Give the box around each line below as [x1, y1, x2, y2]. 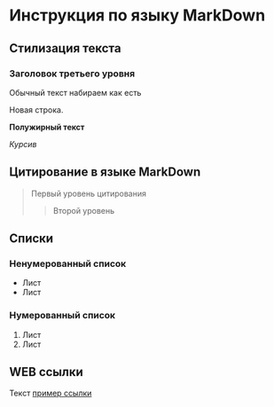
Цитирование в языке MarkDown [9, 165, 201, 180]
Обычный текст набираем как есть [9, 87, 142, 98]
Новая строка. [9, 104, 64, 115]
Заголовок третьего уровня [9, 67, 136, 80]
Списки [9, 231, 54, 247]
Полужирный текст [9, 121, 85, 132]
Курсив [9, 138, 37, 149]
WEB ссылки [9, 364, 84, 380]
